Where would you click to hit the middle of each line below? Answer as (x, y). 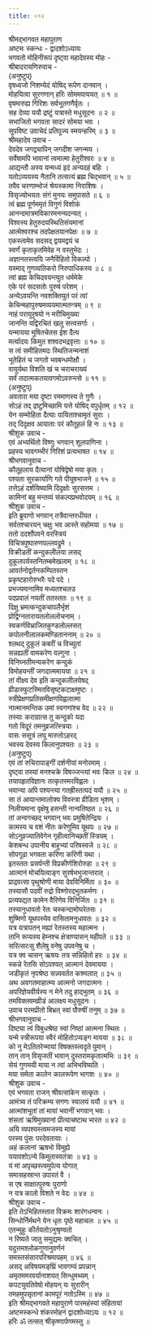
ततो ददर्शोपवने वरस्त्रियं (37, 533)
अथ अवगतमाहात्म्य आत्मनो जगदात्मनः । (59, 983)
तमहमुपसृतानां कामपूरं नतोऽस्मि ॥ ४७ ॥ (59, 1293)
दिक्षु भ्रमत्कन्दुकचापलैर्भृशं (39, 606)
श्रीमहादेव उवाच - (30, 140)
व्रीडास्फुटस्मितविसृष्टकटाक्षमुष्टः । (51, 689)
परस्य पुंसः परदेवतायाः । (39, 1138)
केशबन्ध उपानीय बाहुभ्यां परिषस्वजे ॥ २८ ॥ (63, 845)
